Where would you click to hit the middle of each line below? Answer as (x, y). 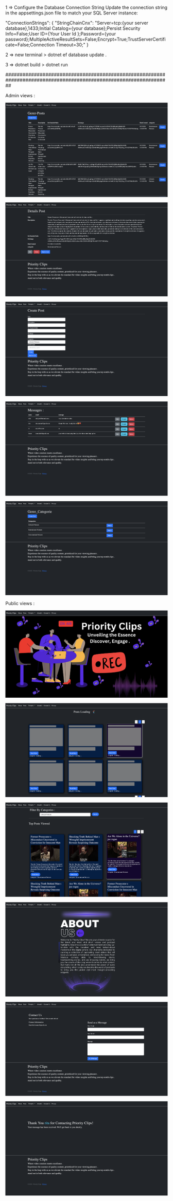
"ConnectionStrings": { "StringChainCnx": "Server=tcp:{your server (77, 23)
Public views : (20, 604)
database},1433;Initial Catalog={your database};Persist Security (73, 28)
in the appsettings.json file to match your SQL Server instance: (72, 13)
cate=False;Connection (30, 45)
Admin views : (20, 95)
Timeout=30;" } (72, 45)
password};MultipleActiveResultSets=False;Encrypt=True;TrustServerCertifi (85, 39)
